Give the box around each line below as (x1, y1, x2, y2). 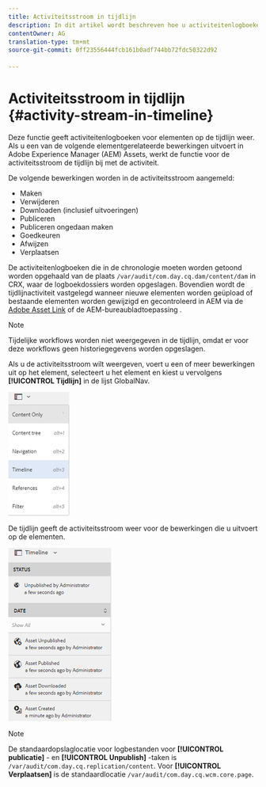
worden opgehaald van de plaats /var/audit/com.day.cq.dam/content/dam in (8, 271, 256, 280)
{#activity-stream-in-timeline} (8, 107, 214, 124)
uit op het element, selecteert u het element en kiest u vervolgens (8, 367, 222, 377)
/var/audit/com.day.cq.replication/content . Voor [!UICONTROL (8, 761, 222, 770)
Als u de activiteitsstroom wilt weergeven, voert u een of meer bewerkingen (8, 359, 256, 368)
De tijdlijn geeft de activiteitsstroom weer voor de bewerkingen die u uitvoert (8, 523, 258, 533)
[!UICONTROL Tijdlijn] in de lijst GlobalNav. (8, 376, 150, 386)
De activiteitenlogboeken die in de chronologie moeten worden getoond (8, 262, 243, 272)
